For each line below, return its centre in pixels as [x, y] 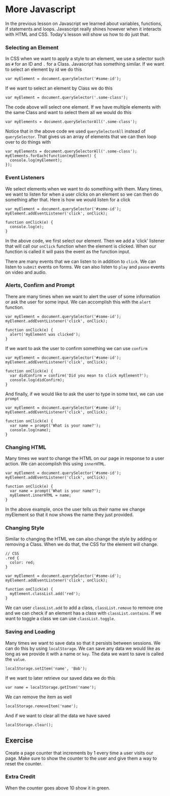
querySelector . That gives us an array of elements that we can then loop [81, 137]
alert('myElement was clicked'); [45, 334]
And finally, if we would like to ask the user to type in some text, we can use [84, 394]
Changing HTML [26, 447]
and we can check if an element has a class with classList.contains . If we [83, 613]
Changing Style [25, 528]
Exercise [19, 741]
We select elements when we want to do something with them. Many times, [84, 189]
